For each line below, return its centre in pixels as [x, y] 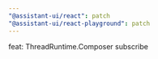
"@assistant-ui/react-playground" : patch [79, 23]
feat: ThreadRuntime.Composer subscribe [78, 46]
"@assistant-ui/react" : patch [60, 16]
